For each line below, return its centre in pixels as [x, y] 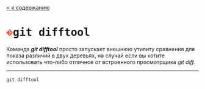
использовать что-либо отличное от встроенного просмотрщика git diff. [101, 62]
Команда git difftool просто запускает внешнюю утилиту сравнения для [101, 49]
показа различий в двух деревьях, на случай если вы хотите [86, 55]
